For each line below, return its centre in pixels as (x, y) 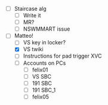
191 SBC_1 (44, 90)
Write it (32, 16)
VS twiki (33, 49)
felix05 (40, 97)
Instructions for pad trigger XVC (62, 56)
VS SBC (42, 76)
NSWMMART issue (47, 29)
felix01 (40, 70)
